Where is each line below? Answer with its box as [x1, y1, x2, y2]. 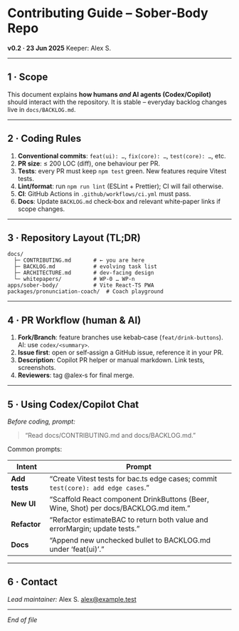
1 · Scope [7, 71, 48, 83]
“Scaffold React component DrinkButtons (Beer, [49, 494, 210, 504]
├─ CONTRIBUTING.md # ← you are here [14, 257, 144, 265]
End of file [7, 615, 38, 624]
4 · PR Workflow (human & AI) [7, 314, 142, 326]
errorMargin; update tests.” [49, 524, 140, 533]
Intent [16, 462, 38, 471]
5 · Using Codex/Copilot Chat [7, 398, 139, 411]
